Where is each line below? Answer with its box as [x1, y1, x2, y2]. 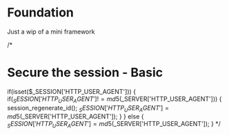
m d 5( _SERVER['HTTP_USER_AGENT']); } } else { [7, 112, 144, 121]
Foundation [7, 5, 74, 21]
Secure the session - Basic [7, 65, 163, 80]
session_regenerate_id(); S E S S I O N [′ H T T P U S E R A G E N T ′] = [7, 103, 169, 114]
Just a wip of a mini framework [7, 27, 95, 36]
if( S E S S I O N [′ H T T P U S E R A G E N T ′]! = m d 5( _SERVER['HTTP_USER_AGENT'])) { [7, 95, 222, 104]
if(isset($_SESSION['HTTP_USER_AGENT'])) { [7, 87, 137, 95]
